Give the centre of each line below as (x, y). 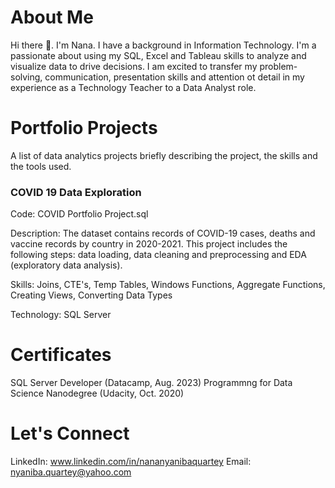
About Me (52, 17)
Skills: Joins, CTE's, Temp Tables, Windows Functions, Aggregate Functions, (168, 285)
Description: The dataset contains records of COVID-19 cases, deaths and (163, 233)
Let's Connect (70, 433)
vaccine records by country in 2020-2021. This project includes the (149, 244)
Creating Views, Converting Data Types (91, 295)
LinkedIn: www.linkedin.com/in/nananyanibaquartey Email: (131, 462)
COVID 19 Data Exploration (76, 192)
